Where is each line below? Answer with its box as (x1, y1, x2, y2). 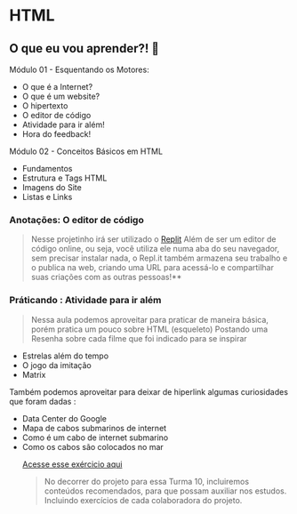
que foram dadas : (9, 396, 76, 406)
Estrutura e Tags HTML (21, 173, 108, 183)
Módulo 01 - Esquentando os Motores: (9, 64, 149, 75)
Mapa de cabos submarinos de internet (21, 422, 167, 433)
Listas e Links (21, 192, 73, 202)
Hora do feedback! (21, 129, 92, 139)
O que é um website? (21, 91, 100, 101)
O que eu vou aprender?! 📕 (9, 41, 160, 56)
